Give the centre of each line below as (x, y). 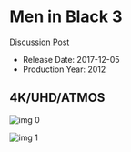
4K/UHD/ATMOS (57, 98)
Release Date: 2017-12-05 (71, 59)
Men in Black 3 (66, 17)
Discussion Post (40, 42)
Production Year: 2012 (64, 69)
